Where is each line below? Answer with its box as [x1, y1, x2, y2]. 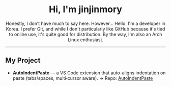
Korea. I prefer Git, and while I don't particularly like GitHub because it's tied [6, 25, 165, 32]
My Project [5, 56, 41, 65]
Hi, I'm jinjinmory [49, 4, 122, 15]
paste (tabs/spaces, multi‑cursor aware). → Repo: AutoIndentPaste [12, 75, 153, 81]
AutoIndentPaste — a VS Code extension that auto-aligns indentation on [12, 70, 166, 76]
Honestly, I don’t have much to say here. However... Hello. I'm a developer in [6, 20, 165, 26]
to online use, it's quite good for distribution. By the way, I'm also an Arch [9, 31, 162, 37]
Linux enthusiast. [68, 37, 103, 43]
